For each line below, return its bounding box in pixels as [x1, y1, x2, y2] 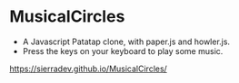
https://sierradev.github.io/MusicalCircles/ [9, 63, 168, 74]
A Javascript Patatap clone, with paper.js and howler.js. [22, 36, 230, 47]
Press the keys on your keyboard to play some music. [22, 45, 224, 56]
